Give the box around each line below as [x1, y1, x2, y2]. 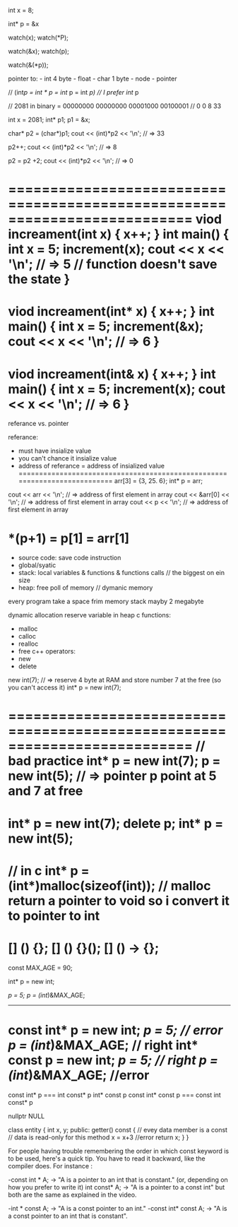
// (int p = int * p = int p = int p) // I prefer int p [8, 88, 139, 96]
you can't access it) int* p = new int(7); [8, 683, 122, 692]
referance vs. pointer [8, 420, 69, 428]
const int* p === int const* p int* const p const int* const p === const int [8, 1091, 221, 1099]
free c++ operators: [18, 647, 76, 656]
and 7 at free [8, 783, 83, 799]
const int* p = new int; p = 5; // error [8, 1022, 223, 1038]
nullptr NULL [8, 1112, 45, 1120]
